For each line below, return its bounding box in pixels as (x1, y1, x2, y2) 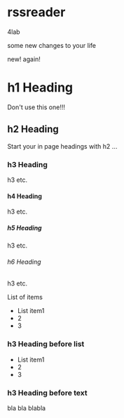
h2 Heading (7, 123, 60, 135)
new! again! (7, 54, 41, 63)
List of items (7, 293, 43, 302)
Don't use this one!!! (7, 103, 65, 111)
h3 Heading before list (7, 339, 85, 349)
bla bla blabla (7, 403, 46, 412)
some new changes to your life (7, 41, 97, 49)
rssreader (7, 4, 66, 20)
